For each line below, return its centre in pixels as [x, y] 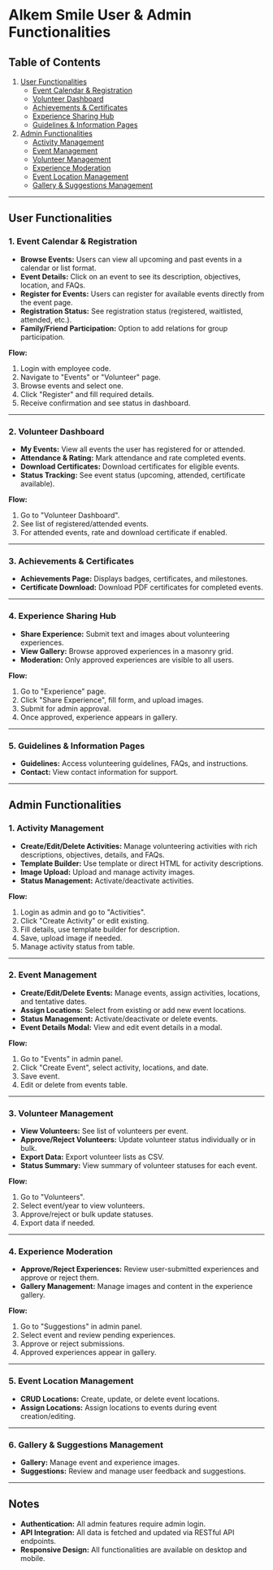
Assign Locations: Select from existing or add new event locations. [133, 1010]
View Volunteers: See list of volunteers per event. [104, 1131]
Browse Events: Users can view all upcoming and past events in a [131, 259]
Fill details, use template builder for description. [100, 929]
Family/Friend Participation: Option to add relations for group [124, 328]
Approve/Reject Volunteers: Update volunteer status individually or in [138, 1140]
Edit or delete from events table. [74, 1084]
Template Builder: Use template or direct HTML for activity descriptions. [142, 863]
